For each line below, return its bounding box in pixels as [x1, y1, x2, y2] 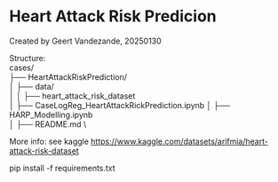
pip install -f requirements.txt [9, 162, 115, 173]
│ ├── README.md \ [9, 118, 87, 130]
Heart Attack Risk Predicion [9, 6, 218, 27]
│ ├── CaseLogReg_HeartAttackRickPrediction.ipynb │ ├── [9, 99, 231, 110]
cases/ [9, 62, 34, 73]
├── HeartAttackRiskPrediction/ [9, 71, 127, 82]
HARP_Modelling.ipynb [9, 109, 93, 120]
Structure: [9, 52, 46, 63]
